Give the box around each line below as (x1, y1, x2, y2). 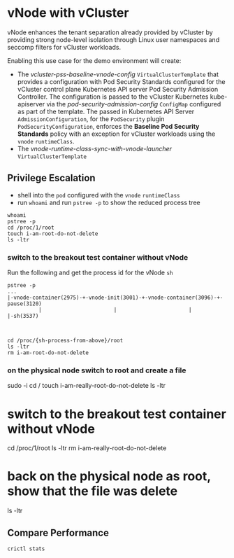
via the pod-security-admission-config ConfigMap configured (46, 99, 221, 108)
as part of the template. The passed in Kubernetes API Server (17, 107, 195, 116)
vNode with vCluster (7, 5, 129, 21)
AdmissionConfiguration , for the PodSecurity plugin (17, 114, 165, 123)
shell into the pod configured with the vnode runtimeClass (17, 190, 180, 199)
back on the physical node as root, (7, 468, 211, 484)
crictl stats (7, 545, 45, 552)
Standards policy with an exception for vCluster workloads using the (17, 130, 216, 138)
